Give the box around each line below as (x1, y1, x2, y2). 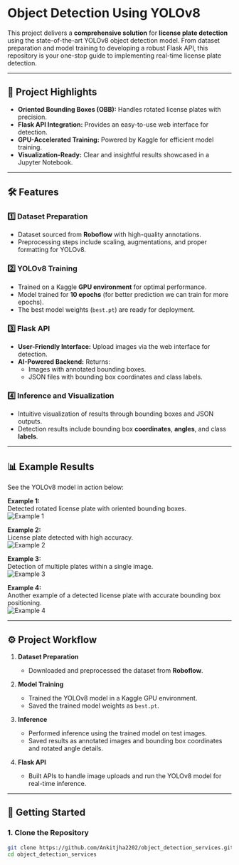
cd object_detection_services (7, 851, 97, 858)
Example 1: (7, 497, 41, 505)
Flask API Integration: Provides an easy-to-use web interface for (17, 120, 209, 129)
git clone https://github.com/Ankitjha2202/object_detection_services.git (7, 844, 234, 851)
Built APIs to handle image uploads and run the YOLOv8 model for (28, 771, 222, 780)
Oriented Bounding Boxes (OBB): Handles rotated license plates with (17, 105, 222, 113)
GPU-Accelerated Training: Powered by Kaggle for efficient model (17, 135, 214, 144)
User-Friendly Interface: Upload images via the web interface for (17, 342, 211, 351)
